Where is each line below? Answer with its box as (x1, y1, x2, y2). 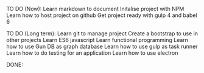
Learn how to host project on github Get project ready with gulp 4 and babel (6, 12, 197, 19)
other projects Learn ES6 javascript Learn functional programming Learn (6, 36, 189, 43)
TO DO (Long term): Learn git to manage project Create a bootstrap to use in (6, 30, 199, 37)
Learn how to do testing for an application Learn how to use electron (6, 49, 178, 57)
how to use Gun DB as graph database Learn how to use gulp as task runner (6, 43, 198, 50)
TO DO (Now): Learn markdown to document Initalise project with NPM (6, 5, 185, 12)
